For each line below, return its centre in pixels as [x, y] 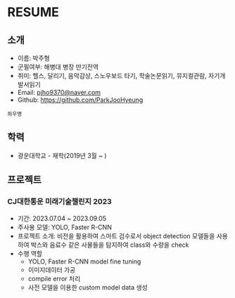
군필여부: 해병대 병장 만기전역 [58, 67]
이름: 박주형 [34, 58]
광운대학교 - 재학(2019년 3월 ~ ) [62, 155]
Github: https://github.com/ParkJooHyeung [80, 100]
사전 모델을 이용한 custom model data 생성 [88, 287]
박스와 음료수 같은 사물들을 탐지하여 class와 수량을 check [110, 245]
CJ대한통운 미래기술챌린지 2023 [60, 202]
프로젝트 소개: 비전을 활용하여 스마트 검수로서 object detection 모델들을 [116, 235]
